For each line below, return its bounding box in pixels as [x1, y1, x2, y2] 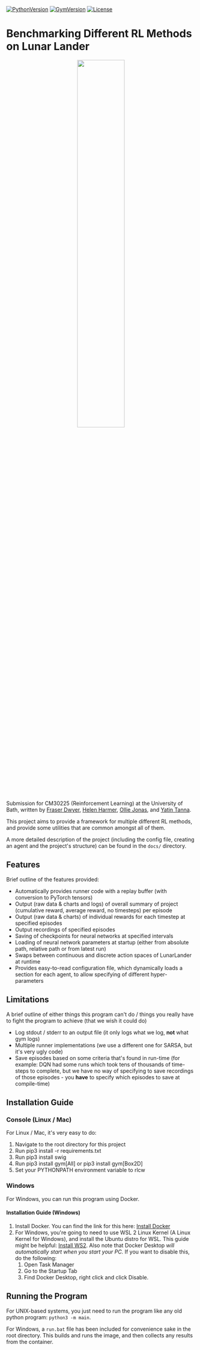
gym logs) [14, 1035, 40, 1042]
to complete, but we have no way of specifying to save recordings [29, 1067, 194, 1074]
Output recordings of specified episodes [14, 926, 115, 933]
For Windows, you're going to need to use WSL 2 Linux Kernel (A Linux [14, 1229, 191, 1236]
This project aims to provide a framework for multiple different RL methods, [6, 818, 192, 825]
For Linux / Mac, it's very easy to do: [6, 1129, 97, 1137]
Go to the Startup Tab [23, 1267, 77, 1275]
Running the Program [6, 1291, 88, 1302]
